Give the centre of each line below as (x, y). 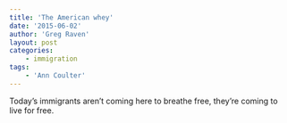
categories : (31, 51)
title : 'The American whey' (62, 17)
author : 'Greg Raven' (50, 34)
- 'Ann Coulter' (56, 76)
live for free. (32, 110)
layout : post (34, 42)
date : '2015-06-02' (46, 26)
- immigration (51, 59)
